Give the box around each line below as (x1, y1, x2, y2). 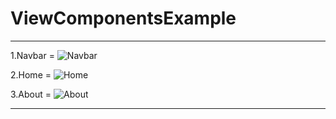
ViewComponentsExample (10, 7, 237, 30)
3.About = (10, 88, 52, 100)
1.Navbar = (10, 49, 55, 61)
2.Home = (10, 68, 52, 81)
